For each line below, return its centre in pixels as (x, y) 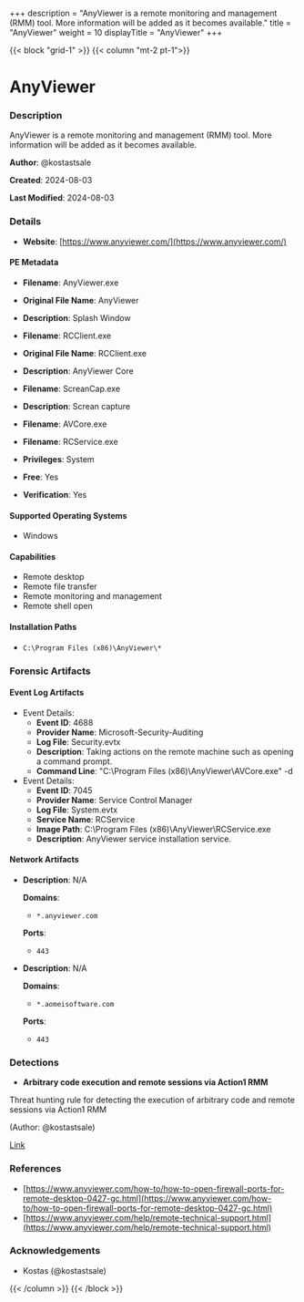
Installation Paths (43, 626)
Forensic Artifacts (50, 671)
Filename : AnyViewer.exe (71, 283)
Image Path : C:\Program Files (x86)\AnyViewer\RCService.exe (153, 829)
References (35, 1169)
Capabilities (33, 556)
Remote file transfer (60, 586)
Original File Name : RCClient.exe (85, 353)
